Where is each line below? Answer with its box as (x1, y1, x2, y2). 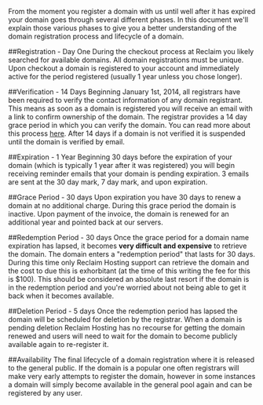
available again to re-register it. (8, 340, 109, 348)
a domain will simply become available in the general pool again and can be (8, 380, 253, 389)
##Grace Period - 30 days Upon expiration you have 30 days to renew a (8, 192, 242, 202)
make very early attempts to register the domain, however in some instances (8, 372, 256, 381)
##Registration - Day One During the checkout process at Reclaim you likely (8, 47, 254, 56)
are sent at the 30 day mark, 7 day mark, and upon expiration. (8, 177, 208, 187)
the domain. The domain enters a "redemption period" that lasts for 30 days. (8, 250, 256, 258)
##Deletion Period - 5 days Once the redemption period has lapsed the (8, 306, 238, 316)
